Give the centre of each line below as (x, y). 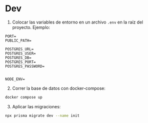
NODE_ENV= (15, 79)
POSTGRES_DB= (18, 58)
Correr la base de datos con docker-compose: (59, 88)
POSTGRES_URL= (20, 49)
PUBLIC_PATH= (18, 40)
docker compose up (24, 97)
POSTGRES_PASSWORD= (25, 66)
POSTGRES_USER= (21, 53)
